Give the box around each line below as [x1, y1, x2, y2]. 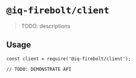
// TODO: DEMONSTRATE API [6, 66, 71, 72]
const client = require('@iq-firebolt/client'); [6, 56, 131, 62]
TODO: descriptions [21, 22, 71, 29]
